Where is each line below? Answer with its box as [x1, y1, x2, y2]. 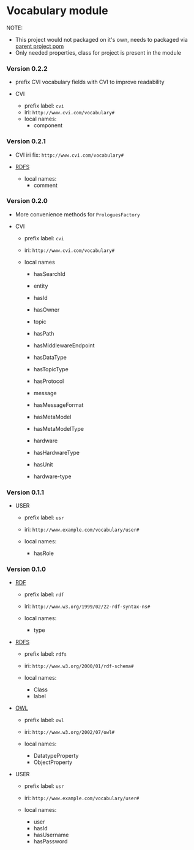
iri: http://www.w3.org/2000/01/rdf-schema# [24, 662, 134, 670]
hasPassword [33, 838, 68, 845]
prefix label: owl [24, 717, 64, 724]
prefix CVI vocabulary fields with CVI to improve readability [15, 78, 165, 86]
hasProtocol [33, 377, 64, 385]
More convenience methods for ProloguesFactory [15, 210, 140, 218]
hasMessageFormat [33, 401, 84, 409]
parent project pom [15, 42, 64, 50]
